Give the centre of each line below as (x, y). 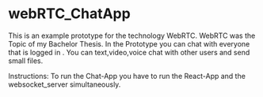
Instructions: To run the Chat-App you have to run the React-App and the (127, 76)
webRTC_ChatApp (69, 14)
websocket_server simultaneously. (65, 84)
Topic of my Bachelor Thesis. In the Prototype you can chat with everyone (129, 43)
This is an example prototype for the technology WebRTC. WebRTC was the (132, 35)
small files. (26, 61)
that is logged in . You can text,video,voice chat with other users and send (129, 52)
